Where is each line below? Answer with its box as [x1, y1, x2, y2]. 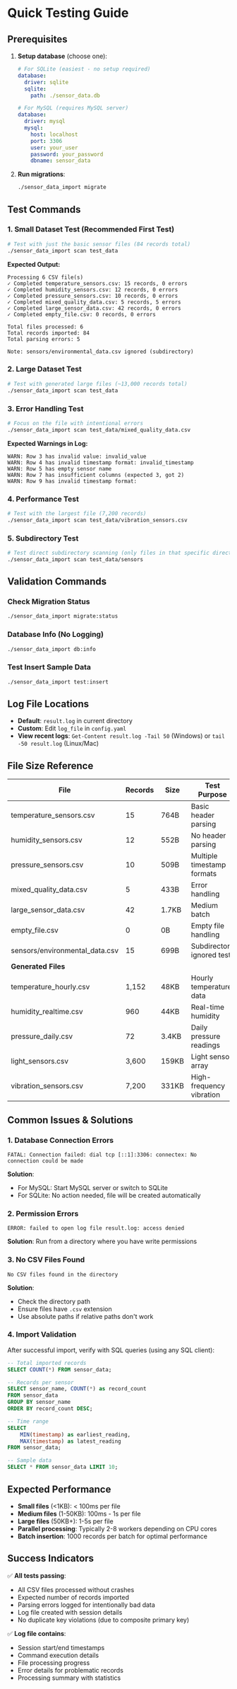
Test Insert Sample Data [7, 662, 92, 672]
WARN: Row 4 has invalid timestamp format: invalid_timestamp [7, 459, 194, 466]
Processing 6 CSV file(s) [7, 274, 83, 281]
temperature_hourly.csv [11, 982, 90, 992]
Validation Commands [7, 575, 107, 588]
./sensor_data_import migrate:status [7, 613, 119, 620]
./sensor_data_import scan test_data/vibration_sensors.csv [7, 517, 188, 524]
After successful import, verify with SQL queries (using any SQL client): [7, 1346, 215, 1354]
